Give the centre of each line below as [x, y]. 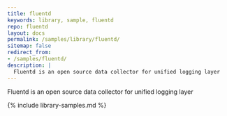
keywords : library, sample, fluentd [60, 20]
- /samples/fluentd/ [37, 59]
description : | [29, 65]
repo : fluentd [28, 26]
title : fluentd [29, 14]
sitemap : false [29, 46]
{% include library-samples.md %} [57, 105]
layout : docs [26, 33]
